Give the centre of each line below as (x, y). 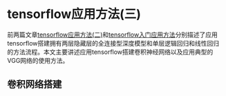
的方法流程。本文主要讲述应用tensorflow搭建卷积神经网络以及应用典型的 (110, 52)
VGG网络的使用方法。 (38, 60)
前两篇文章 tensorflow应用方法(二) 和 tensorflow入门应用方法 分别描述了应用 (112, 35)
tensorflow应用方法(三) (74, 14)
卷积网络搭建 (35, 85)
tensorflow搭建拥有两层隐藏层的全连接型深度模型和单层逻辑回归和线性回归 (113, 43)
